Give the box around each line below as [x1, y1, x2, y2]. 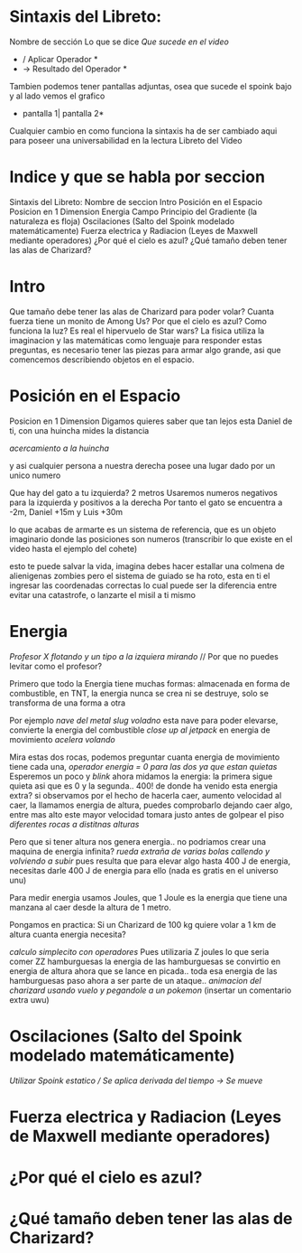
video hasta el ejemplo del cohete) [9, 543, 138, 554]
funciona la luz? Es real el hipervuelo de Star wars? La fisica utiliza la [9, 325, 265, 336]
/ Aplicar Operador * [22, 53, 98, 64]
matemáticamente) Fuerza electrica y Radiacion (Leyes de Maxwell [9, 225, 259, 236]
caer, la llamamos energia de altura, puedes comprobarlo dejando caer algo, [9, 799, 293, 810]
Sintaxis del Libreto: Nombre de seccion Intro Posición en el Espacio [9, 196, 263, 207]
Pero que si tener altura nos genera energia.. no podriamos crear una [9, 836, 267, 846]
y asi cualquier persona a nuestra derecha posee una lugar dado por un [9, 460, 276, 471]
